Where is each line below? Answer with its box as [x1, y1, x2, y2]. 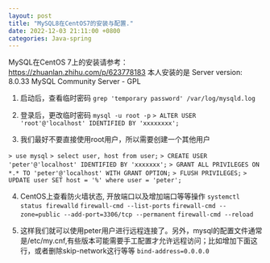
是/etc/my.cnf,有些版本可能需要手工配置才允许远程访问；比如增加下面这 [19, 236, 258, 246]
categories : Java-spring [8, 34, 92, 43]
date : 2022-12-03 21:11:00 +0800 [8, 27, 121, 35]
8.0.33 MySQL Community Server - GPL [8, 77, 141, 86]
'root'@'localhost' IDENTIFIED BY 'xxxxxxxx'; [19, 119, 180, 127]
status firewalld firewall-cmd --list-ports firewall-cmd [19, 202, 216, 211]
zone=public [19, 211, 60, 219]
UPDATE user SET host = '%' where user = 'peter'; [8, 177, 182, 185]
